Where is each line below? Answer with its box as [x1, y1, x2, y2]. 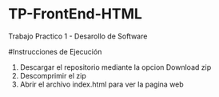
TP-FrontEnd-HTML [8, 5, 142, 23]
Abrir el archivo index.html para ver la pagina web [19, 79, 184, 89]
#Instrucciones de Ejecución [8, 46, 102, 56]
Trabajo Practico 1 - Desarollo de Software [8, 31, 148, 41]
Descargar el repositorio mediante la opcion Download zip [19, 62, 212, 72]
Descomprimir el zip [19, 71, 86, 80]
